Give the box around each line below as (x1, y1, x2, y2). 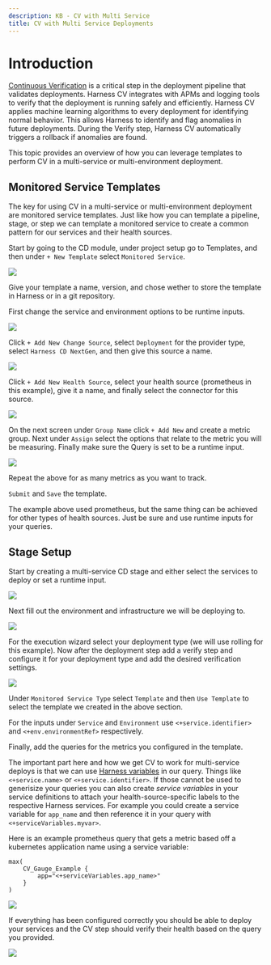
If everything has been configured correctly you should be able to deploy (8, 916, 252, 925)
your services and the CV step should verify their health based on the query (8, 924, 261, 934)
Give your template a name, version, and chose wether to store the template (8, 282, 261, 292)
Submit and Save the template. (8, 489, 108, 498)
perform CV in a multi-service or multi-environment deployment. (8, 157, 223, 167)
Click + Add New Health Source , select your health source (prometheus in (8, 377, 252, 387)
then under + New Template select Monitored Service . (8, 252, 186, 261)
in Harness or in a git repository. (8, 291, 116, 301)
